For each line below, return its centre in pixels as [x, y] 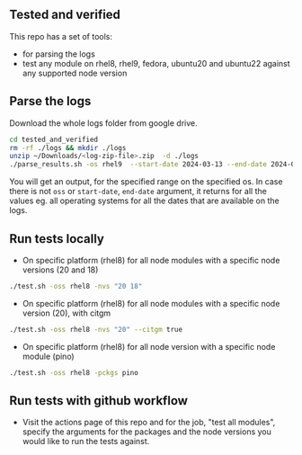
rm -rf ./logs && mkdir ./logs [68, 147]
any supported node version [75, 73]
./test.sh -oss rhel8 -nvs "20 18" [76, 286]
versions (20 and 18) [60, 270]
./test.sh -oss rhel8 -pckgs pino [74, 372]
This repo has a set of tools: [61, 36]
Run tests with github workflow [99, 401]
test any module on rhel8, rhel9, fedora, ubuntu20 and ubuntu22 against [156, 63]
